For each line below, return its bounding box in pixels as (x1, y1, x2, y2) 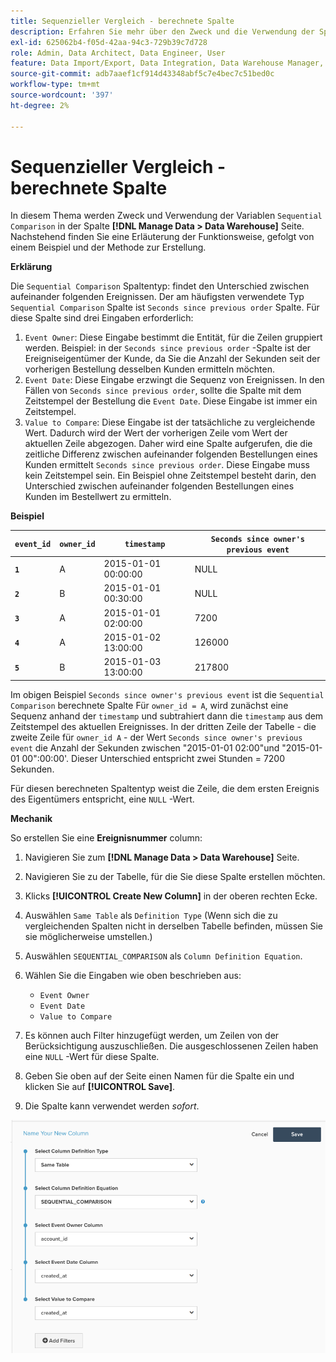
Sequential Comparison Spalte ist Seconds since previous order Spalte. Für (10, 301, 320, 314)
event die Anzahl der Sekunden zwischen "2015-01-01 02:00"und (10, 741, 280, 754)
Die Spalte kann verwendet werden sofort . (24, 1100, 200, 1112)
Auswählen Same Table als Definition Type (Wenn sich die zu (24, 909, 278, 921)
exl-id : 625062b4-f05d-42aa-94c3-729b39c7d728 (10, 37, 208, 47)
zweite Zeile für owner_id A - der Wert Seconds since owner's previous (10, 731, 303, 743)
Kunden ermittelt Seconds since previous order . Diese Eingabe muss (24, 459, 310, 471)
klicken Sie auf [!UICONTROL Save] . (24, 1080, 175, 1092)
